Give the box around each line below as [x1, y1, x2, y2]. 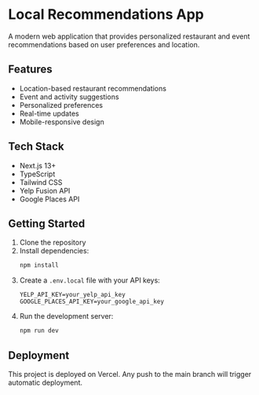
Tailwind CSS [19, 177, 63, 186]
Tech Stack [8, 140, 64, 153]
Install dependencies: [19, 246, 89, 256]
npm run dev [19, 327, 59, 335]
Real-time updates [19, 109, 80, 118]
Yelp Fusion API [19, 186, 71, 195]
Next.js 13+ [19, 161, 57, 170]
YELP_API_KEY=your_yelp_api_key [19, 291, 126, 299]
